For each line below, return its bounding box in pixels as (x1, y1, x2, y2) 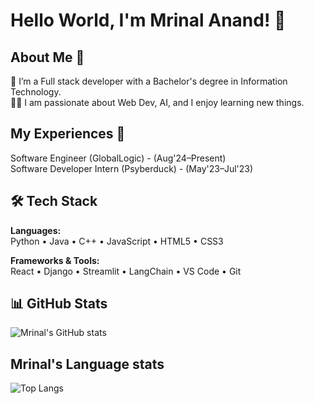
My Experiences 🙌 (10, 125, 126, 143)
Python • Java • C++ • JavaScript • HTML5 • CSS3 (10, 235, 224, 247)
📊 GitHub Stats (10, 295, 108, 313)
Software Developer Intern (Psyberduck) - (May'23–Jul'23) (10, 162, 254, 174)
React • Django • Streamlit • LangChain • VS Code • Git (10, 265, 242, 277)
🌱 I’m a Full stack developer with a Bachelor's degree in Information (10, 75, 288, 87)
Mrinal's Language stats (10, 355, 165, 373)
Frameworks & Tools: (10, 254, 100, 266)
